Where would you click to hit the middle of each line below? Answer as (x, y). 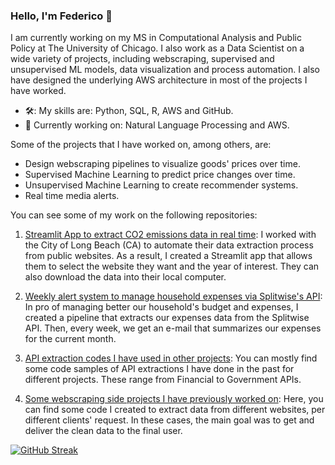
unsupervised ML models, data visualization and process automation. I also (165, 70)
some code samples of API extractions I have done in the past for (159, 369)
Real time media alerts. (72, 196)
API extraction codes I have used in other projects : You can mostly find (171, 358)
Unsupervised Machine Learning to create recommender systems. (161, 185)
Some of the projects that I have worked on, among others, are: (141, 145)
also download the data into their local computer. (125, 277)
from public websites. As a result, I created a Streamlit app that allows (168, 256)
